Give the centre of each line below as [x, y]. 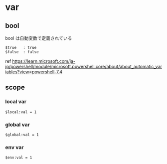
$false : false [22, 52]
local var [16, 102]
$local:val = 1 [21, 112]
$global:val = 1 [22, 135]
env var [14, 147]
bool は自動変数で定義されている [39, 38]
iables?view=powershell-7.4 [34, 72]
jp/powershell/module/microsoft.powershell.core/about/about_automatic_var [84, 67]
